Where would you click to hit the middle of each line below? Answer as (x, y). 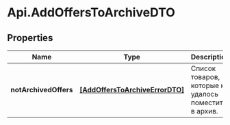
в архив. (204, 111)
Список (203, 68)
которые (205, 85)
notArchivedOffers (42, 90)
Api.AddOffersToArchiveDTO (91, 13)
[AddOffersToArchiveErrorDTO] (132, 90)
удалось (205, 94)
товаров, (205, 77)
